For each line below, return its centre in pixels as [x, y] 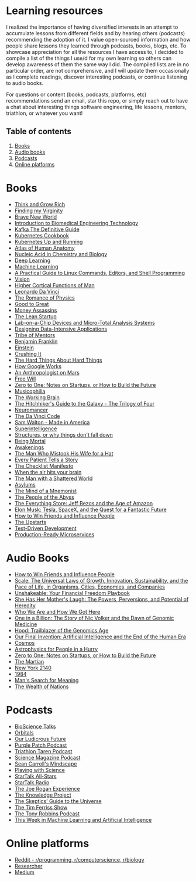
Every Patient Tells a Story [46, 460]
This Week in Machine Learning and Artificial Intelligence [83, 819]
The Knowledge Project [43, 795]
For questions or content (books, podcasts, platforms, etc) [76, 94]
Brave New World [36, 217]
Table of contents [39, 132]
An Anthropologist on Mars [47, 372]
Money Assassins [36, 310]
